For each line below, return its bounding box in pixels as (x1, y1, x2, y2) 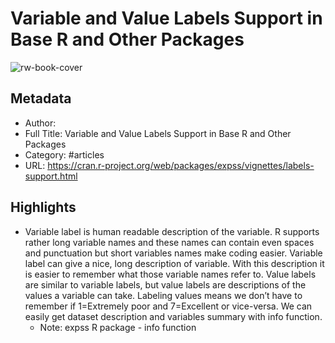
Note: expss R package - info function (39, 321, 197, 333)
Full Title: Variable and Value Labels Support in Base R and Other (24, 127, 292, 139)
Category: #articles (24, 148, 105, 161)
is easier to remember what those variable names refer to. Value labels (24, 268, 317, 280)
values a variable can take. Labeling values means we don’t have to (24, 289, 303, 301)
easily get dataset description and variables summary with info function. (24, 310, 323, 322)
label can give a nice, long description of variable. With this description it (24, 257, 325, 269)
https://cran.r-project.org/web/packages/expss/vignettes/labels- (47, 159, 315, 171)
